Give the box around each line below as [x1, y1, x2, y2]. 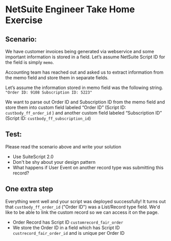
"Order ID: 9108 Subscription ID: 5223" [5, 90, 93, 95]
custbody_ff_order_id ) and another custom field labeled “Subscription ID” [5, 110, 162, 116]
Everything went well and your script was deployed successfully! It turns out [5, 198, 166, 204]
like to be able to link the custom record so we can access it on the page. [5, 209, 159, 215]
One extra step [5, 185, 54, 193]
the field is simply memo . [5, 59, 54, 65]
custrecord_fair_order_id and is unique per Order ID [12, 230, 125, 236]
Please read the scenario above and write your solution [5, 143, 121, 149]
